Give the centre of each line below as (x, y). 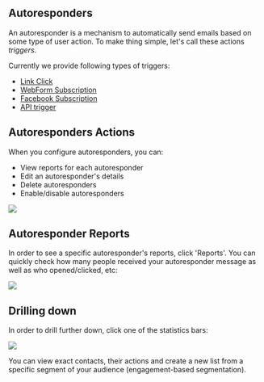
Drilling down (42, 311)
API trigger (38, 107)
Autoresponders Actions (72, 132)
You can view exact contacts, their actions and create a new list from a (126, 361)
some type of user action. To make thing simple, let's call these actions (126, 41)
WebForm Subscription (58, 90)
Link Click (36, 81)
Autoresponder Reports (69, 234)
